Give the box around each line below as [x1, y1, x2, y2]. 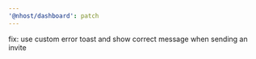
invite [8, 42, 27, 53]
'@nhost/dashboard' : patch [8, 11, 99, 20]
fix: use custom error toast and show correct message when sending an [8, 34, 248, 44]
